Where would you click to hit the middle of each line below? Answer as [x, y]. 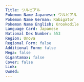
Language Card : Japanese [32, 29]
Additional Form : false [31, 48]
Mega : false [18, 52]
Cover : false [19, 62]
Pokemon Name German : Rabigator [40, 19]
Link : [11, 67]
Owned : [12, 72]
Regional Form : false [28, 43]
